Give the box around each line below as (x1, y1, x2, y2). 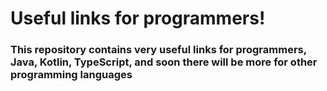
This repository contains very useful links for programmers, (10, 43, 307, 57)
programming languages (10, 68, 133, 82)
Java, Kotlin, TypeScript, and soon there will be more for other (10, 55, 318, 69)
